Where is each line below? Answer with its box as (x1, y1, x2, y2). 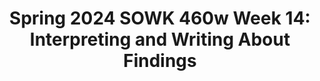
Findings (123, 50, 197, 72)
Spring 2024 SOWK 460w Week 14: (9, 7, 311, 30)
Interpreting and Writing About (29, 28, 291, 51)
